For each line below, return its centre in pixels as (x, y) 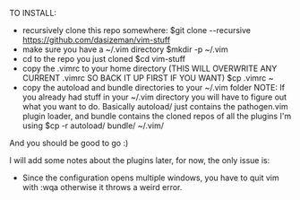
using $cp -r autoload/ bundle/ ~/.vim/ (93, 126)
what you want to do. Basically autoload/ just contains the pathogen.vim (155, 106)
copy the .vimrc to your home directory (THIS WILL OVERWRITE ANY (150, 68)
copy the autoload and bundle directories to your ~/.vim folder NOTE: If (153, 87)
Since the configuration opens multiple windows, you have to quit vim (150, 178)
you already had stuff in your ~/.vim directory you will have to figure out (154, 97)
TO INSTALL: (33, 13)
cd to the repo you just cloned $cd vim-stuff (104, 59)
